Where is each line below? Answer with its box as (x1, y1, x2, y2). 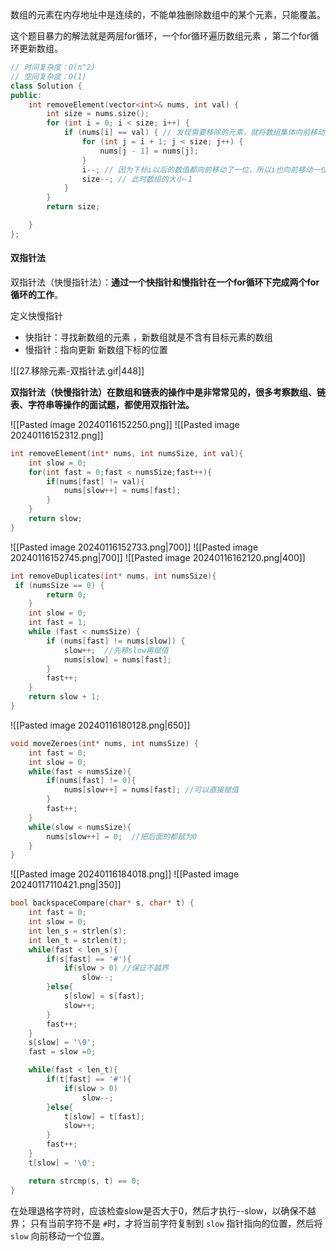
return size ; (46, 202, 101, 212)
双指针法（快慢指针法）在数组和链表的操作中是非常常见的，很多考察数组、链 (10, 386, 326, 398)
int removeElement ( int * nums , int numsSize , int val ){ (10, 448, 244, 458)
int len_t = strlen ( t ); (28, 935, 128, 945)
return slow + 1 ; (28, 692, 101, 702)
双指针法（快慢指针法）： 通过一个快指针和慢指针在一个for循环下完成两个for (10, 276, 320, 288)
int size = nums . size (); (46, 109, 150, 119)
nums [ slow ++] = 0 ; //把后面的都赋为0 (46, 831, 198, 842)
